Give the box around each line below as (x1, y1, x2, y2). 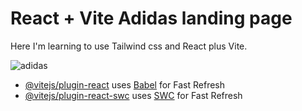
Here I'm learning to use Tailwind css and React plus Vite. (10, 40, 248, 52)
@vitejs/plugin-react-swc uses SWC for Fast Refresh (24, 89, 243, 101)
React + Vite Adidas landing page (10, 7, 293, 30)
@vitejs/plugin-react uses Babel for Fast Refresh (24, 78, 226, 91)
